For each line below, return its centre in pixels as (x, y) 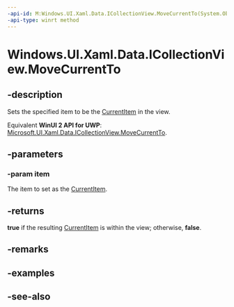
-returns (26, 211)
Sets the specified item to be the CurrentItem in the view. (89, 111)
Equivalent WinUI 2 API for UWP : (55, 125)
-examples (31, 273)
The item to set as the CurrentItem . (57, 189)
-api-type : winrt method (43, 20)
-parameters (35, 154)
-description (35, 95)
